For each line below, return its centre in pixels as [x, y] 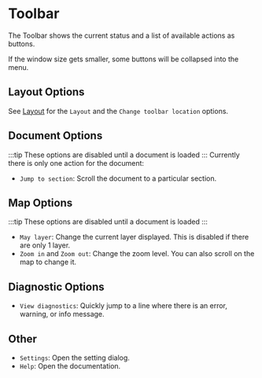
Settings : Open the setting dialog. [74, 358]
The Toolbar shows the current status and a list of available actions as [122, 35]
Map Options [41, 202]
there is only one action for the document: [76, 163]
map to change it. [48, 262]
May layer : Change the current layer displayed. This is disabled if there [134, 237]
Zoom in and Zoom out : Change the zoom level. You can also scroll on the [137, 254]
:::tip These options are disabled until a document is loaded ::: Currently [124, 155]
